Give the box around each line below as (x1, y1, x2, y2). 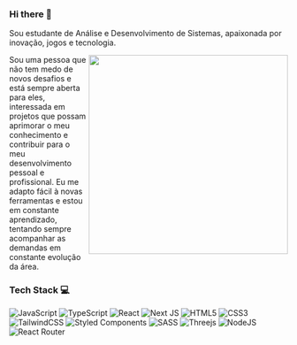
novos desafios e (9, 73, 72, 84)
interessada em (9, 102, 65, 112)
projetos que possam (9, 111, 87, 122)
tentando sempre (9, 224, 72, 234)
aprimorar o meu (9, 120, 71, 131)
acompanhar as (9, 234, 66, 244)
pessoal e (9, 167, 45, 178)
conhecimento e (9, 130, 69, 141)
